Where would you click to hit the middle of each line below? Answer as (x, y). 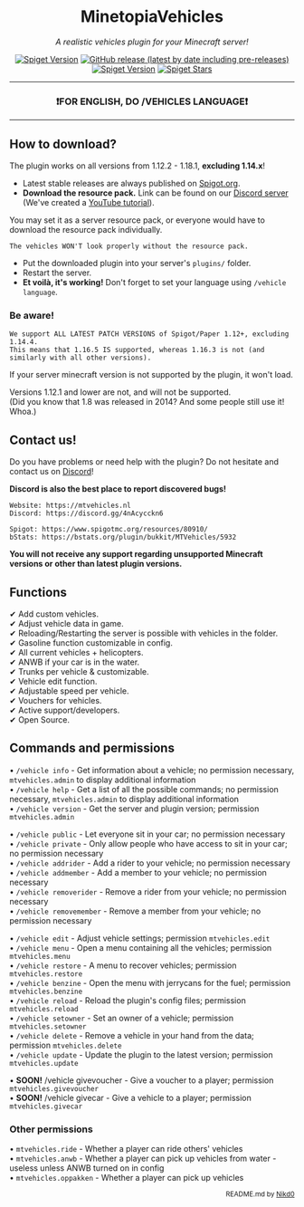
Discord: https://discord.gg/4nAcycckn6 (87, 513)
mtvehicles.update (44, 1063)
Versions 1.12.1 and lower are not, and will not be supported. (120, 392)
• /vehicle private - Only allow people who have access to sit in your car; (148, 843)
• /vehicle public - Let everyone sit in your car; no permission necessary (147, 834)
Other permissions (51, 1129)
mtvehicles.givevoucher (54, 1088)
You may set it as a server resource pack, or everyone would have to (137, 220)
